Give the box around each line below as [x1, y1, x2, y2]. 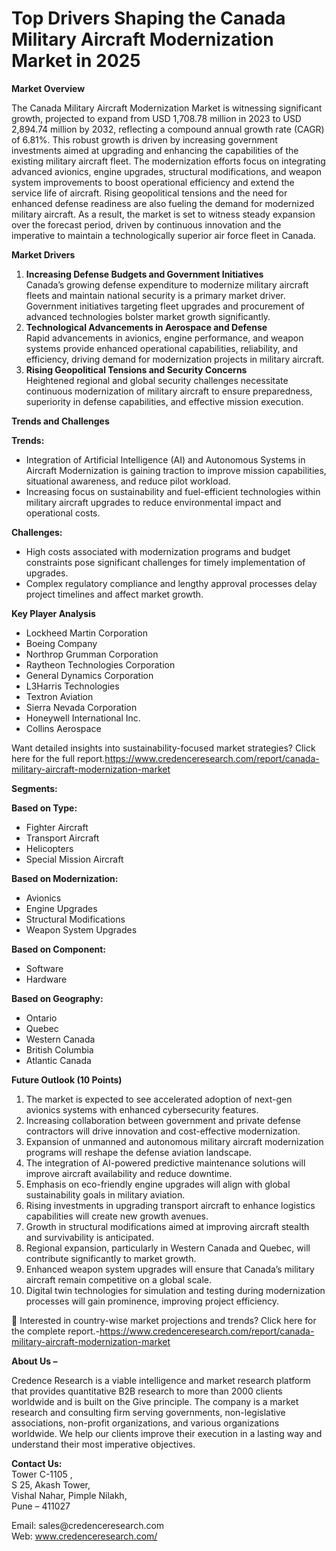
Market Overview [11, 82, 86, 94]
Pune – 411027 [11, 1500, 71, 1512]
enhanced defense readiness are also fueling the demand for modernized [11, 197, 315, 209]
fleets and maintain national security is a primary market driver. [25, 289, 286, 301]
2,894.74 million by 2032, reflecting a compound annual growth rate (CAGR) [11, 123, 325, 135]
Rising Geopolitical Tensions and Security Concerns [25, 363, 248, 376]
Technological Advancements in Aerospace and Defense [25, 321, 268, 333]
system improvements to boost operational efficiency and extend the [11, 176, 295, 188]
